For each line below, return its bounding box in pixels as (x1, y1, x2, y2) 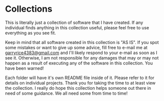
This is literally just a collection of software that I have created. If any (5, 20, 143, 25)
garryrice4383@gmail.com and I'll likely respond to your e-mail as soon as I (5, 50, 158, 56)
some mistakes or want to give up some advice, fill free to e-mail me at (5, 44, 148, 50)
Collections (5, 3, 53, 15)
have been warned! (5, 65, 44, 71)
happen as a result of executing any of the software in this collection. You (5, 60, 153, 66)
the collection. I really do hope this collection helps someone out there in (5, 85, 151, 91)
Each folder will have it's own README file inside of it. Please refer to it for (5, 75, 155, 81)
